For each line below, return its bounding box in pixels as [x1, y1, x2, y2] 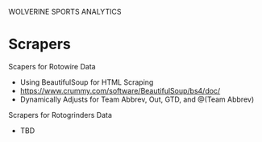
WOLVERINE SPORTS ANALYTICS [8, 7, 122, 16]
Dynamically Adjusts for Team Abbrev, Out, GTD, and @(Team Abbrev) [19, 94, 255, 104]
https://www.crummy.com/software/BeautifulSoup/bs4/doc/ [19, 86, 221, 95]
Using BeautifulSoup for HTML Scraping [19, 77, 154, 87]
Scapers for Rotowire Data [8, 61, 96, 71]
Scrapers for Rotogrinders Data [8, 110, 113, 119]
